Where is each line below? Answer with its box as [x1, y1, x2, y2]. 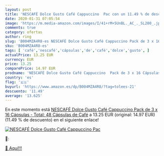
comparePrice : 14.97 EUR [5, 66, 56, 71]
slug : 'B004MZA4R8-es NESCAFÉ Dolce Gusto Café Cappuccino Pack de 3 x [5, 39, 154, 44]
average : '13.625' [5, 93, 42, 98]
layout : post [5, 7, 32, 12]
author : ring [5, 35, 32, 39]
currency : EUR [5, 57, 34, 62]
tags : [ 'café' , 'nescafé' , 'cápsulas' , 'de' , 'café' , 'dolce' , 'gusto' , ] [5, 48, 150, 53]
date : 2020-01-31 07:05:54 [5, 16, 60, 21]
